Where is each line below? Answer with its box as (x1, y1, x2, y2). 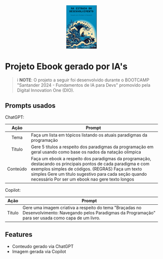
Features (5, 230, 33, 239)
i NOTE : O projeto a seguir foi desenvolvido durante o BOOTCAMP (16, 77, 149, 83)
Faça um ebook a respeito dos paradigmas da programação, (31, 156, 151, 162)
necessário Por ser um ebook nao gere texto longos (31, 176, 134, 182)
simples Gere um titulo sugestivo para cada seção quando (31, 171, 147, 177)
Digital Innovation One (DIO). (16, 88, 74, 93)
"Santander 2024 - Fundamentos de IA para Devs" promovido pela (16, 82, 150, 88)
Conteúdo (7, 166, 27, 172)
